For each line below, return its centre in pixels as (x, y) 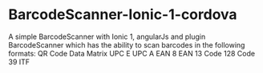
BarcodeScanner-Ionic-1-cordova (123, 15)
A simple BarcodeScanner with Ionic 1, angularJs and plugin (107, 36)
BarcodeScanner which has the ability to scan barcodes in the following (127, 44)
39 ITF (19, 62)
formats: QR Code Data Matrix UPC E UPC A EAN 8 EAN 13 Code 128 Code (131, 53)
